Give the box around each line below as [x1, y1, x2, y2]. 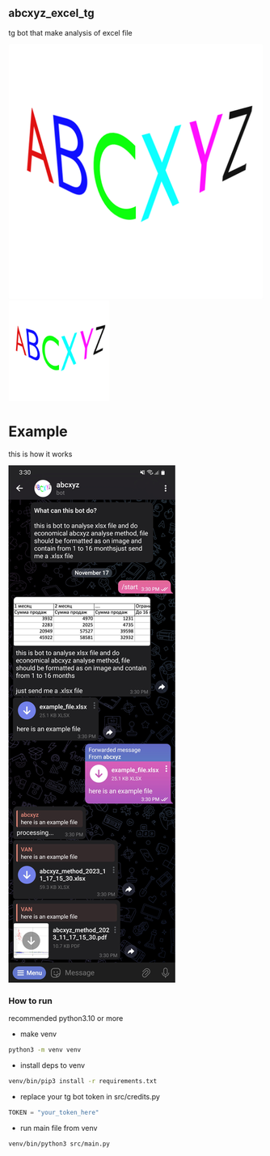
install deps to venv [19, 1060, 86, 1070]
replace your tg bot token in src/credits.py [19, 1091, 160, 1101]
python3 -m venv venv [8, 1046, 82, 1054]
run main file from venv [19, 1123, 98, 1133]
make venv [19, 1029, 57, 1039]
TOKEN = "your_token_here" [8, 1108, 99, 1116]
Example [8, 422, 68, 440]
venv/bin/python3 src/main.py [8, 1140, 111, 1148]
